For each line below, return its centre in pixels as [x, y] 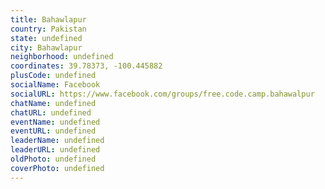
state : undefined [46, 38]
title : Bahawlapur [48, 19]
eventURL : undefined [53, 131]
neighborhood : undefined [62, 57]
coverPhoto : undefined [57, 168]
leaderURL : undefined [55, 150]
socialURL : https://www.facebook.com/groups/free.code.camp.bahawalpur [162, 94]
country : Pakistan [48, 29]
